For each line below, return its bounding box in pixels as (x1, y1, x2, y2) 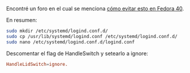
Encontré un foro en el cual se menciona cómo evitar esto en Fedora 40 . (6, 5, 184, 12)
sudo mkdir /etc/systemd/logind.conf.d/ (6, 28, 109, 34)
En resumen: (6, 17, 38, 23)
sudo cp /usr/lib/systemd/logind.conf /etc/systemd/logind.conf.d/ (6, 33, 178, 39)
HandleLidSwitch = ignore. (6, 61, 68, 67)
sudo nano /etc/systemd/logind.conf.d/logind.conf (6, 39, 135, 45)
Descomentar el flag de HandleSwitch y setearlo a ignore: (6, 50, 148, 57)
